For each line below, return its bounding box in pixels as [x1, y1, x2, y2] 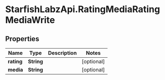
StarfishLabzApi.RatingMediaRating [5, 4, 160, 15]
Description [48, 50, 77, 56]
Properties [5, 34, 39, 43]
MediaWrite [5, 14, 55, 26]
